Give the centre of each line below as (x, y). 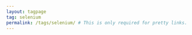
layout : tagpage (26, 12)
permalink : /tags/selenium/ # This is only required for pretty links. (97, 23)
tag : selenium (24, 17)
